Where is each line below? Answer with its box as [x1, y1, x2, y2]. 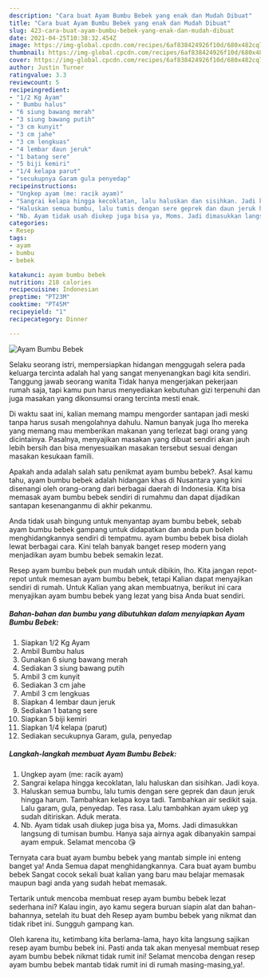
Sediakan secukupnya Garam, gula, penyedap [20, 731, 172, 740]
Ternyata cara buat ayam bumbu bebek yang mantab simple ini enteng [9, 853, 242, 862]
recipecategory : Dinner [9, 315, 89, 323]
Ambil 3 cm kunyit [20, 672, 81, 681]
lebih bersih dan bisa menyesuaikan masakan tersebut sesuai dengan [9, 443, 238, 452]
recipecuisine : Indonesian [9, 286, 99, 293]
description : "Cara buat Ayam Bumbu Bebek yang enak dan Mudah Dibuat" [9, 11, 252, 20]
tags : [9, 234, 27, 242]
